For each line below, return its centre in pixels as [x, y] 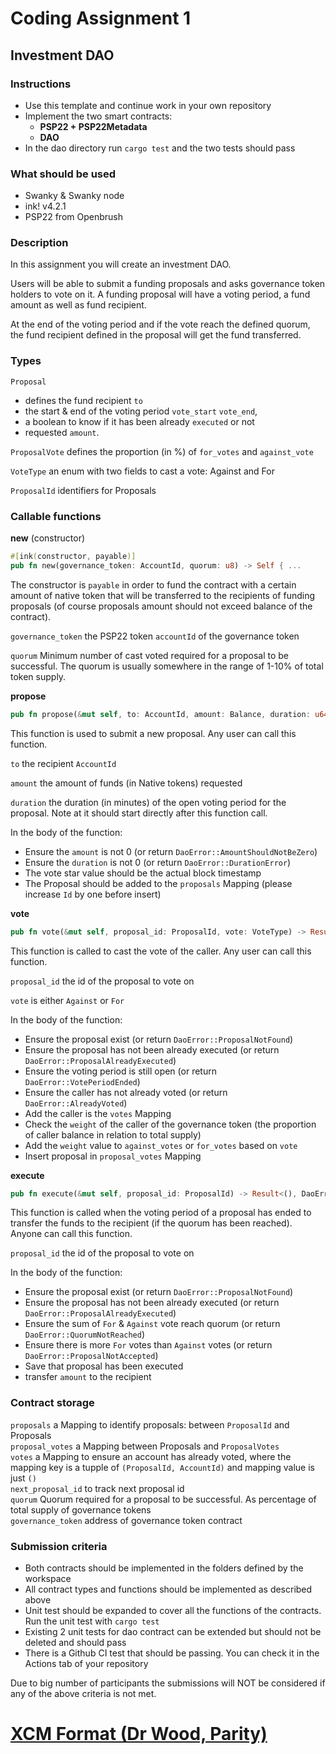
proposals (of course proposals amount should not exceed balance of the [161, 606]
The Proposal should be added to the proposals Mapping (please [158, 883]
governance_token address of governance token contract [126, 1520]
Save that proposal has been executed [104, 1366]
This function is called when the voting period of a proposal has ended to [161, 1213]
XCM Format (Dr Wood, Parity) [139, 1734]
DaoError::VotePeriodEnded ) [82, 1081]
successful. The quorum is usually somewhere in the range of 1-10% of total [167, 666]
